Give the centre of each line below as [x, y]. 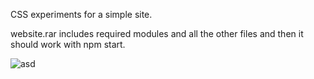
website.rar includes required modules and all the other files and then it [157, 33]
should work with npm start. [68, 44]
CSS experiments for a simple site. [81, 14]
